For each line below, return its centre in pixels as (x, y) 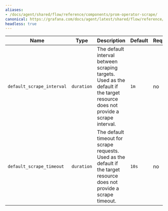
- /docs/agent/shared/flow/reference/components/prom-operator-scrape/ (81, 14)
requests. (108, 151)
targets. (106, 74)
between (107, 61)
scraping (107, 68)
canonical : (16, 19)
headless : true (21, 24)
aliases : (14, 10)
